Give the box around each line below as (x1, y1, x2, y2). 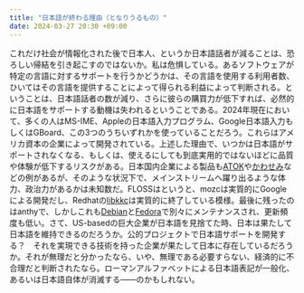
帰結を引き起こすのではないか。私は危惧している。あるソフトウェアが (33, 59, 295, 70)
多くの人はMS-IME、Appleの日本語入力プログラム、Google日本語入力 (24, 115, 286, 127)
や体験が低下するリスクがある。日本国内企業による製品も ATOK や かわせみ (9, 160, 284, 172)
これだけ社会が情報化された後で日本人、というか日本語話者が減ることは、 (9, 47, 287, 59)
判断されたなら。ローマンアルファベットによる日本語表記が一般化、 (40, 262, 295, 273)
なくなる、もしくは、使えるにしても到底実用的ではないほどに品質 (48, 149, 294, 160)
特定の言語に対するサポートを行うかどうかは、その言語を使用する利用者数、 (9, 70, 295, 81)
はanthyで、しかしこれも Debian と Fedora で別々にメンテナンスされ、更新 (9, 205, 280, 217)
